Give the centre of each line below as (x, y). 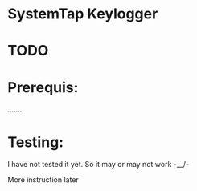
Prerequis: (43, 87)
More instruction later (43, 180)
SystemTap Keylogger (83, 14)
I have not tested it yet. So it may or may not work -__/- (98, 165)
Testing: (36, 142)
